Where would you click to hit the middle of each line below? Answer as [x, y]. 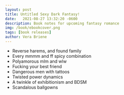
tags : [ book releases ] [28, 32]
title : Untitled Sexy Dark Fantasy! [42, 14]
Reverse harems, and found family [47, 51]
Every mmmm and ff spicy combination [52, 56]
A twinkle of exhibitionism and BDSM [50, 82]
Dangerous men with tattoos [41, 71]
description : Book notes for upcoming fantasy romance [62, 23]
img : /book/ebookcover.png [33, 28]
